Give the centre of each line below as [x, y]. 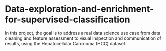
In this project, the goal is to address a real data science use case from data [83, 33]
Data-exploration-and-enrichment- [80, 9]
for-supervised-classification [68, 19]
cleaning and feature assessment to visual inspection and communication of [83, 38]
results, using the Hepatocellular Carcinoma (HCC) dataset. [66, 43]
